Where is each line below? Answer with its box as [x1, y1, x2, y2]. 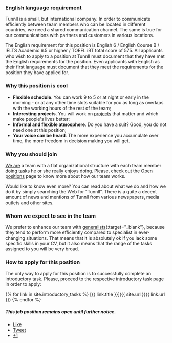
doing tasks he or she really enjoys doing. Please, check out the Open [5, 168, 153, 174]
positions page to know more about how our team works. [5, 173, 126, 179]
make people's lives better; [12, 116, 70, 122]
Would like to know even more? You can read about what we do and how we [5, 183, 166, 189]
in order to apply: [5, 281, 42, 287]
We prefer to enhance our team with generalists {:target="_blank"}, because [5, 224, 165, 230]
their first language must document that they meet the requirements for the [5, 64, 164, 70]
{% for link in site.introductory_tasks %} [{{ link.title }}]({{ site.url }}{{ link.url [5, 291, 165, 297]
